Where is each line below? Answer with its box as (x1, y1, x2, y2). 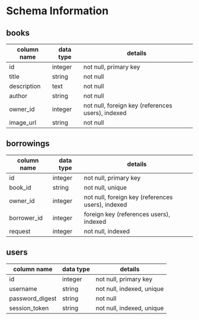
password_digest (9, 294, 57, 302)
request (9, 227, 31, 235)
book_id (9, 183, 31, 191)
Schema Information (6, 4, 109, 18)
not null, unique (84, 183, 127, 191)
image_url (9, 119, 37, 126)
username (9, 284, 37, 293)
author (9, 92, 28, 100)
